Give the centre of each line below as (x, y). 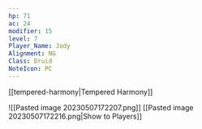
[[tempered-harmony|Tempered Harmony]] (81, 92)
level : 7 (23, 39)
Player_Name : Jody (39, 46)
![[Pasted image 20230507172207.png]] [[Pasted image (101, 107)
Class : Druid (30, 62)
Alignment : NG (32, 54)
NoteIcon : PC (30, 69)
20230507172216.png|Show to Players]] (75, 116)
